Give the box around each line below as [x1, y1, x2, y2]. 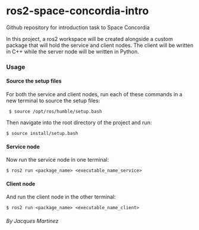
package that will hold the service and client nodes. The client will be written [6, 42, 194, 49]
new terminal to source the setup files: [6, 97, 100, 105]
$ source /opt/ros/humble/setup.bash [8, 109, 102, 115]
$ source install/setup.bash [6, 131, 78, 137]
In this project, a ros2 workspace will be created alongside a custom [6, 35, 173, 42]
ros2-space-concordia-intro [6, 4, 149, 18]
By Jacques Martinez [6, 218, 59, 225]
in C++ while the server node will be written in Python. [6, 48, 140, 55]
